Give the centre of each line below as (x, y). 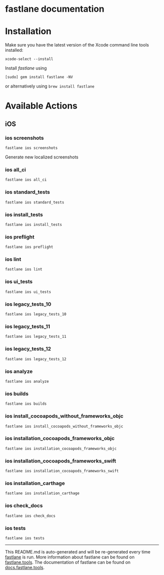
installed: (14, 50)
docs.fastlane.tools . (25, 568)
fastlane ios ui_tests (28, 292)
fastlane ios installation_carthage (42, 493)
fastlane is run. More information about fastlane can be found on (70, 557)
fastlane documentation (55, 9)
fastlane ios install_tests (34, 224)
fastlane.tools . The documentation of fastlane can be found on (68, 562)
